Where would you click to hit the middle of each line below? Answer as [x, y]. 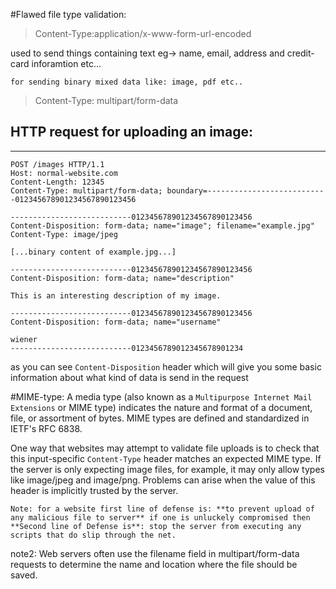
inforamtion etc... [66, 63]
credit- [300, 53]
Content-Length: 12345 [57, 182]
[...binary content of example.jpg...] [93, 252]
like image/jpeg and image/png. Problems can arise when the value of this [163, 480]
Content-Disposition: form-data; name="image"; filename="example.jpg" [162, 225]
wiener [24, 339]
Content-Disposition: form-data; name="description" [122, 278]
